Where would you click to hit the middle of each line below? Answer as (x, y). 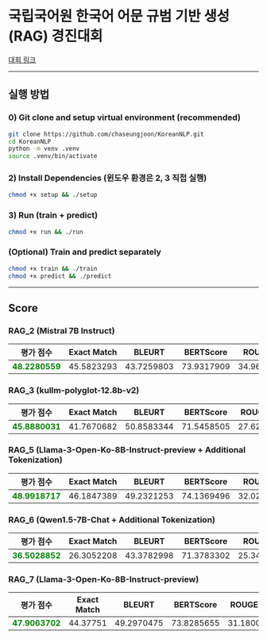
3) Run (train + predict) (53, 215)
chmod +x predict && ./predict (60, 276)
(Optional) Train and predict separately (85, 252)
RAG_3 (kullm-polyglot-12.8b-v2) (74, 391)
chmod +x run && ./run (46, 232)
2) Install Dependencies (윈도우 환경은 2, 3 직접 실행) (108, 178)
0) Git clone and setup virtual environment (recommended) (124, 117)
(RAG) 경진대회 (56, 36)
